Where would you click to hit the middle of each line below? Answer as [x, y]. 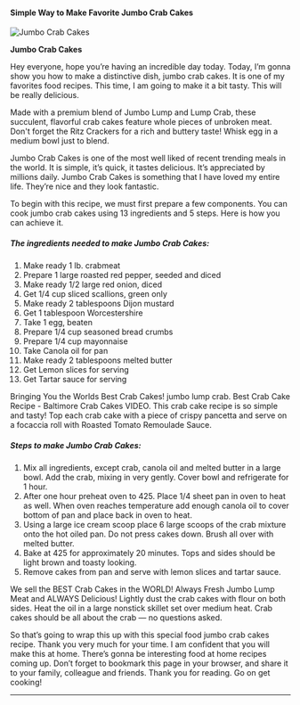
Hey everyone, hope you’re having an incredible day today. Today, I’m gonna [150, 67]
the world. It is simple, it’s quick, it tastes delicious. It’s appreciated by [138, 168]
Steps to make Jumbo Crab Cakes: [76, 445]
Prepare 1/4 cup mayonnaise [75, 341]
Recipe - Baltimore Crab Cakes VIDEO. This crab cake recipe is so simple [144, 406]
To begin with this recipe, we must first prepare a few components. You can [149, 204]
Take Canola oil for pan [65, 351]
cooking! [26, 683]
